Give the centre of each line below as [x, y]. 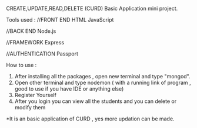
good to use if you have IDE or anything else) [69, 89]
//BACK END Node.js [31, 31]
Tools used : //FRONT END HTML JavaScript [60, 20]
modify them [30, 107]
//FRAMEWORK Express [35, 42]
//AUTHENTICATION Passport [42, 54]
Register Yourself [36, 95]
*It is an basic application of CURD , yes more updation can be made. [90, 119]
